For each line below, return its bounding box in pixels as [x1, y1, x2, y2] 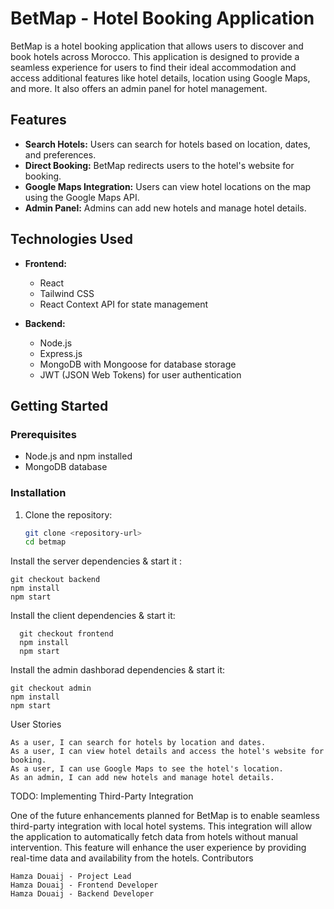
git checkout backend [10, 575, 101, 585]
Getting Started [10, 397, 109, 414]
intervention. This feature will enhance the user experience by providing [10, 842, 307, 854]
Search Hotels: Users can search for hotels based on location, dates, [24, 138, 311, 150]
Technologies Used [10, 231, 133, 248]
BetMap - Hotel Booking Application [10, 7, 315, 30]
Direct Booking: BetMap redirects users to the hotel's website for [24, 159, 295, 171]
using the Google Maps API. [24, 191, 140, 203]
